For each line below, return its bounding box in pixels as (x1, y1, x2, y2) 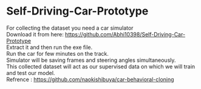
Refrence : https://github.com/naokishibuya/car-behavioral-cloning (6, 76, 174, 83)
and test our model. (6, 69, 55, 76)
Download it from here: (6, 30, 64, 38)
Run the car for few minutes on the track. (6, 50, 109, 57)
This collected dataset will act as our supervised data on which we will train (6, 62, 196, 70)
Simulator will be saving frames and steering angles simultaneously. (6, 56, 176, 64)
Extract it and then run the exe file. (6, 44, 93, 51)
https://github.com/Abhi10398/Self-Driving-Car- (64, 30, 186, 38)
